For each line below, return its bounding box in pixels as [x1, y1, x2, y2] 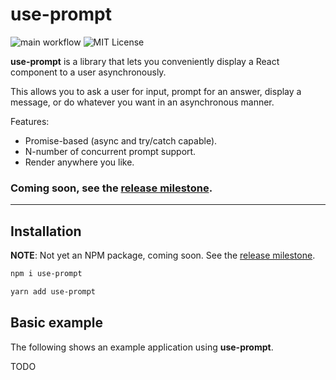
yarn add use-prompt [10, 286, 97, 297]
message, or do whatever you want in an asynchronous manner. [10, 96, 275, 108]
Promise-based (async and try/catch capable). [24, 134, 218, 147]
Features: [10, 115, 50, 127]
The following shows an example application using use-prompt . [10, 341, 274, 353]
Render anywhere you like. [24, 156, 135, 168]
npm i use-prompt [10, 269, 83, 279]
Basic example [10, 314, 103, 332]
